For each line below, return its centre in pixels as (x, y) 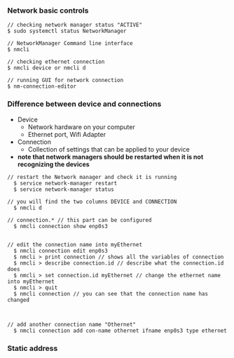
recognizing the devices (53, 164)
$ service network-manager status (64, 189)
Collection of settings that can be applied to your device (109, 149)
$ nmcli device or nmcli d (47, 68)
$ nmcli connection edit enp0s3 (61, 251)
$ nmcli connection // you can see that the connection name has (111, 293)
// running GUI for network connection (66, 80)
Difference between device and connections (84, 104)
